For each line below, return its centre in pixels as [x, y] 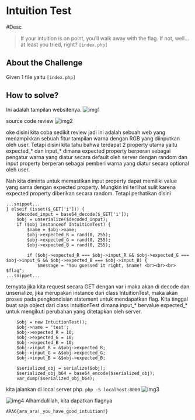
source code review [30, 121]
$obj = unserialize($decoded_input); [62, 219]
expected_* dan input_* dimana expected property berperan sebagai [88, 151]
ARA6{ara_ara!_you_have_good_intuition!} [57, 411]
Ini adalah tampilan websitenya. [44, 109]
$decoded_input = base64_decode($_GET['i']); [73, 214]
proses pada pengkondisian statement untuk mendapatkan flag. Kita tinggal [97, 299]
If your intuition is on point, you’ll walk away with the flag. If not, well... [105, 38]
